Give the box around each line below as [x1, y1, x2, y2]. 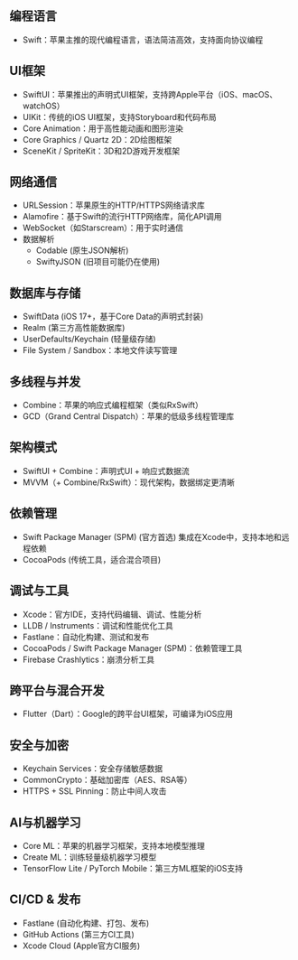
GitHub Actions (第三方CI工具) [22, 928, 135, 939]
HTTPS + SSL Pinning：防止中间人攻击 [22, 786, 167, 797]
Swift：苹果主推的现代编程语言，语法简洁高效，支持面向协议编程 [22, 34, 264, 45]
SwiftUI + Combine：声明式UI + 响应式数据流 [22, 465, 190, 476]
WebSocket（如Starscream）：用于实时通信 [22, 222, 183, 233]
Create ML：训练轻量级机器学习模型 [22, 852, 157, 862]
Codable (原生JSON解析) [35, 245, 129, 256]
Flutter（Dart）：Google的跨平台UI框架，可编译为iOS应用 [22, 708, 233, 720]
